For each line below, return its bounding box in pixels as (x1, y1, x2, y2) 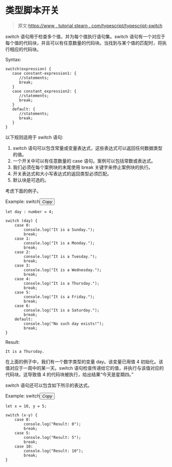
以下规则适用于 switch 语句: (5, 134, 63, 140)
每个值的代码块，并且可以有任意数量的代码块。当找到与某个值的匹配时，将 (5, 39, 162, 46)
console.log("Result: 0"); (24, 421, 81, 427)
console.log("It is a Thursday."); (24, 281, 100, 286)
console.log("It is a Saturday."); (24, 307, 100, 313)
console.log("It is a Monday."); (24, 240, 95, 246)
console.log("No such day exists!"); (24, 321, 104, 326)
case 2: (14, 249, 31, 255)
